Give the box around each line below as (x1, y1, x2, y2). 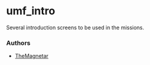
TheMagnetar (14, 52, 49, 60)
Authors (6, 39, 31, 47)
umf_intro (6, 4, 56, 18)
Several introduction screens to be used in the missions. (6, 24, 145, 31)
